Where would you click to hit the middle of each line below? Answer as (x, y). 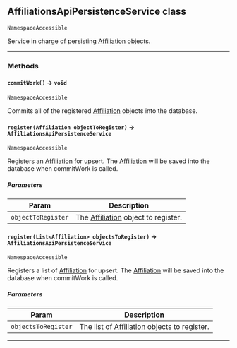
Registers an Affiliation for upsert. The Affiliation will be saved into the (109, 161)
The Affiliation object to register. (128, 217)
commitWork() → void (37, 83)
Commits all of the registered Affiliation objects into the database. (103, 110)
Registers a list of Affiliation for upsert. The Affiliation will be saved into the (116, 270)
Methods (23, 66)
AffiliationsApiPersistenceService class (97, 12)
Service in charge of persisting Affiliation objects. (79, 41)
